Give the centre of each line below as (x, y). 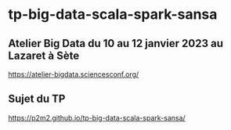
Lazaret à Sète (44, 55)
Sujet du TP (37, 99)
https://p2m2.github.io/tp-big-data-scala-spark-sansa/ (97, 117)
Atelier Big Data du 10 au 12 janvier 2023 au (115, 43)
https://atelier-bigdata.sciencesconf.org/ (74, 74)
